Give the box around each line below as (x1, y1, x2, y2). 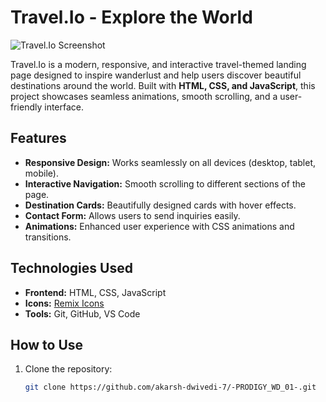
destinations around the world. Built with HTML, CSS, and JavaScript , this (10, 79, 316, 91)
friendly (10, 101, 43, 113)
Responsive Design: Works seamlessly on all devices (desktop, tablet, (24, 156, 316, 168)
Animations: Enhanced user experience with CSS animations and (24, 220, 295, 232)
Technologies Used (10, 260, 133, 277)
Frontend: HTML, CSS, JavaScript (24, 286, 167, 298)
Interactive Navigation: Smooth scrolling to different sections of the (24, 177, 306, 190)
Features (10, 130, 67, 147)
